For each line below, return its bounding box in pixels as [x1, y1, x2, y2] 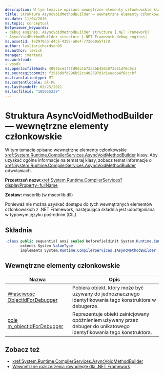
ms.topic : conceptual [5, 21, 49, 26]
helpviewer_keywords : [5, 25, 49, 30]
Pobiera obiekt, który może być [72, 284, 144, 291]
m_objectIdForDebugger [7, 323, 63, 330]
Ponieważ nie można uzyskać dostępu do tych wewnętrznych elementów [5, 201, 153, 207]
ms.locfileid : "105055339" [5, 89, 60, 94]
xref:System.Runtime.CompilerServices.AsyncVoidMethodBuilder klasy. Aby [5, 152, 158, 158]
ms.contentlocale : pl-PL [5, 80, 56, 85]
